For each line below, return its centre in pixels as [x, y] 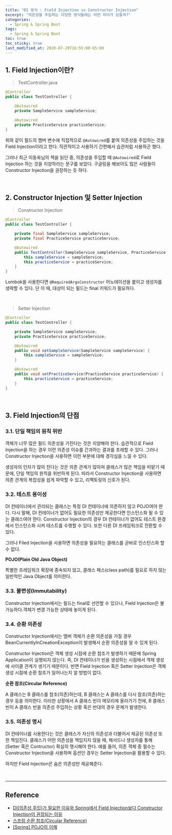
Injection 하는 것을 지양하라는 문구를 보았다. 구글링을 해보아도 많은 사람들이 [81, 164]
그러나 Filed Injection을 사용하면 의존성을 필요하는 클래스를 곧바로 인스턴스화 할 [85, 543]
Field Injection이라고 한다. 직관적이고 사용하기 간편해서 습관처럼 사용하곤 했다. [84, 146]
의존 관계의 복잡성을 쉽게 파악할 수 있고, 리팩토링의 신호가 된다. [68, 480]
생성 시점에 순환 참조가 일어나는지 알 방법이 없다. [54, 673]
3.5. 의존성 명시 [24, 722]
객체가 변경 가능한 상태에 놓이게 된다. [60, 609]
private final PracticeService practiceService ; [67, 238]
